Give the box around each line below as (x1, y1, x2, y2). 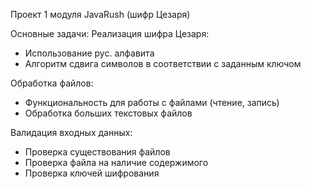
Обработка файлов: (10, 77, 94, 89)
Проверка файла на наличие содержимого (24, 157, 209, 168)
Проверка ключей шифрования (24, 167, 160, 179)
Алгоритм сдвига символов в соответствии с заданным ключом (24, 58, 302, 69)
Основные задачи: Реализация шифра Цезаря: (10, 28, 210, 39)
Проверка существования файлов (24, 146, 171, 158)
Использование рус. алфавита (24, 47, 155, 59)
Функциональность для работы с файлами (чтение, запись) (24, 97, 280, 108)
